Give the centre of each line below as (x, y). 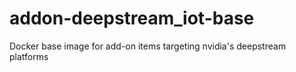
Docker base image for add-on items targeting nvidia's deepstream (148, 46)
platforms (29, 56)
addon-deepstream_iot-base (132, 18)
